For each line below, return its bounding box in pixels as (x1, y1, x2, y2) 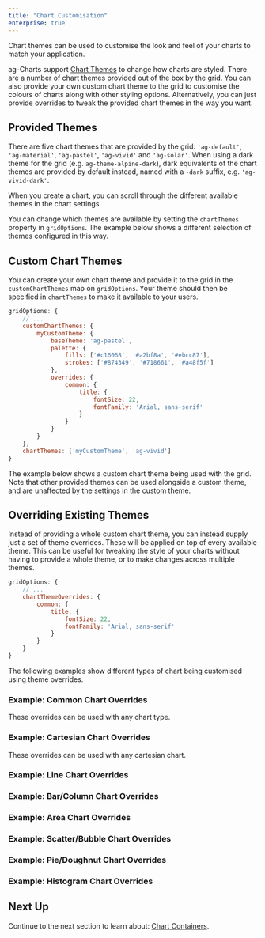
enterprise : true (8, 19, 66, 27)
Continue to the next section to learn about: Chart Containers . (8, 921, 210, 930)
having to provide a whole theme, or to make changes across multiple (8, 554, 235, 564)
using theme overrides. (8, 674, 84, 684)
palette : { (50, 344, 87, 352)
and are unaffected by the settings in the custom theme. (8, 486, 191, 495)
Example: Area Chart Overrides (8, 812, 131, 823)
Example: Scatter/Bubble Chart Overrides (8, 834, 172, 845)
